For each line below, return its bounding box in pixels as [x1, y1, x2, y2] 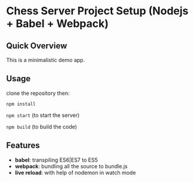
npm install [6, 101, 36, 107]
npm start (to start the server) [6, 112, 80, 119]
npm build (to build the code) [6, 123, 78, 130]
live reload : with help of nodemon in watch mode [14, 169, 136, 176]
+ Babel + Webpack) [6, 17, 109, 30]
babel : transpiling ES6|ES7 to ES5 [14, 156, 98, 164]
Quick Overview [6, 41, 67, 51]
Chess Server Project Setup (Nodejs [6, 4, 189, 18]
